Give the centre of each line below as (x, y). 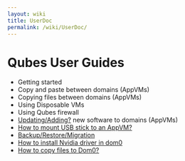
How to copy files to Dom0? (58, 150)
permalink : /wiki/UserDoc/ (47, 27)
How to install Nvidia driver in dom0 (70, 142)
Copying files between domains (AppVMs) (80, 98)
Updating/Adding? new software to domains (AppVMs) (98, 120)
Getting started (40, 82)
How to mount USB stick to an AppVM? (75, 128)
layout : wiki (27, 14)
